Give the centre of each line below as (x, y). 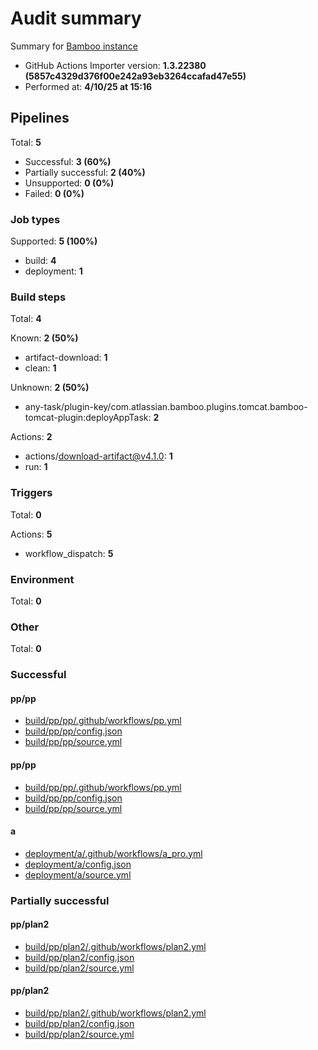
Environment (42, 579)
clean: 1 (40, 368)
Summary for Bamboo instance (74, 46)
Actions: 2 (31, 437)
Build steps (38, 297)
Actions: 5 (31, 534)
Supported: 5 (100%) (54, 241)
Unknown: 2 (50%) (50, 388)
